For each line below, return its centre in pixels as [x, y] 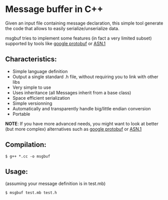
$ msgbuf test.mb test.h [31, 193]
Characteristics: [31, 59]
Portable [21, 114]
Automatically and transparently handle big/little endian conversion [82, 108]
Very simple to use [32, 87]
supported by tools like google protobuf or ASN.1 [55, 43]
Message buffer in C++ [54, 9]
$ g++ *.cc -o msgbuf [28, 156]
